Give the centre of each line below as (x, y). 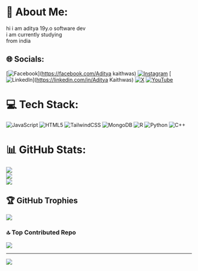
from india (19, 41)
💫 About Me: (37, 12)
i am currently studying (34, 34)
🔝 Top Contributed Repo (41, 233)
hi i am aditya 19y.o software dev (46, 28)
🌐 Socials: (25, 59)
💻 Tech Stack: (42, 104)
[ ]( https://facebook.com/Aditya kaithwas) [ (89, 73)
